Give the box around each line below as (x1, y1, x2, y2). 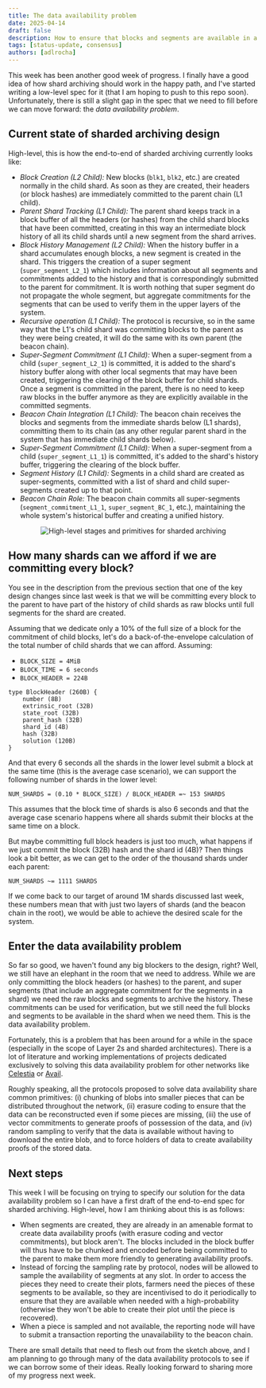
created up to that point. (54, 485, 133, 494)
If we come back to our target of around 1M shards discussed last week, (8, 891, 245, 900)
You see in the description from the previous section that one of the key (8, 583, 243, 592)
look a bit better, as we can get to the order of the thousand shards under (8, 853, 249, 863)
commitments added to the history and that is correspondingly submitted (19, 274, 259, 283)
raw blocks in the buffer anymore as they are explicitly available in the (19, 392, 249, 402)
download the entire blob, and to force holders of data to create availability (8, 1135, 253, 1144)
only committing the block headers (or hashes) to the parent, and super (8, 977, 242, 987)
